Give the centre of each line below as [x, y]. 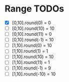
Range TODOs [34, 9]
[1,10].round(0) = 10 [32, 45]
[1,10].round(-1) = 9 [31, 68]
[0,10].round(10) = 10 [33, 28]
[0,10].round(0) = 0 [31, 23]
